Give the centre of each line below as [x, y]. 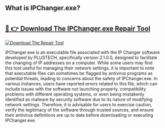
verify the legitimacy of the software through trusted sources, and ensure [80, 110]
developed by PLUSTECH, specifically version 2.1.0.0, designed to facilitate [81, 58]
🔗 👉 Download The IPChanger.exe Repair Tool [78, 28]
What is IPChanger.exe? [43, 8]
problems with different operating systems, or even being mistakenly [75, 94]
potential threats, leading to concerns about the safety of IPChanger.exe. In [81, 79]
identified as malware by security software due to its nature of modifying [79, 99]
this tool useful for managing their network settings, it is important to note [80, 68]
